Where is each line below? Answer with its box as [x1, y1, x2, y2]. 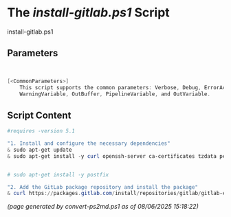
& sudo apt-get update [7, 146, 72, 153]
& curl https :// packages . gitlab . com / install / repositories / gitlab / [7, 190, 201, 197]
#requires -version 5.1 [7, 128, 76, 135]
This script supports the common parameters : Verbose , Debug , [19, 84, 201, 91]
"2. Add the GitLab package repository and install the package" [7, 183, 198, 190]
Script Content [7, 109, 71, 121]
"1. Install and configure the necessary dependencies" [7, 140, 170, 147]
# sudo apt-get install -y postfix [7, 171, 109, 178]
